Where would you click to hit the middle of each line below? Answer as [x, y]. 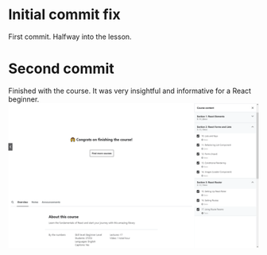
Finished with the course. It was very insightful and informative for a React [130, 91]
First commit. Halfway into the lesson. [70, 37]
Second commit [61, 69]
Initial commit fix [64, 15]
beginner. [24, 99]
